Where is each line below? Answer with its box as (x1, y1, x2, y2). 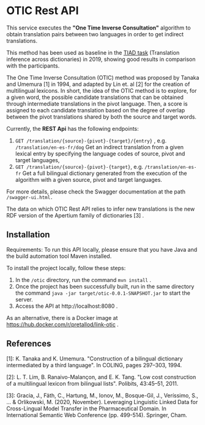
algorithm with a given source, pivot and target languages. (15, 176, 162, 183)
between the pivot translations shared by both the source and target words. (6, 113, 197, 120)
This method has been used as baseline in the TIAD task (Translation (6, 49, 180, 56)
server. (15, 295, 34, 303)
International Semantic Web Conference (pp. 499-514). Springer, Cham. (6, 411, 188, 418)
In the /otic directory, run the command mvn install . (15, 276, 152, 283)
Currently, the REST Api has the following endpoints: (6, 125, 139, 132)
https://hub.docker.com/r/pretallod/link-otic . (6, 321, 119, 328)
